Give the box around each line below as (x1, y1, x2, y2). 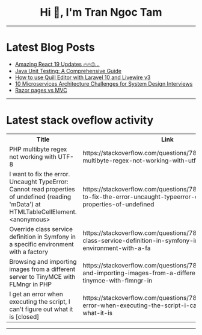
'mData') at (9, 200, 41, 208)
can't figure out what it (9, 305, 73, 313)
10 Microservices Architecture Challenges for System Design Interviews (14, 80, 193, 87)
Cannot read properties (9, 185, 75, 193)
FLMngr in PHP (9, 280, 52, 289)
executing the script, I (9, 297, 70, 305)
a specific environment (9, 240, 74, 248)
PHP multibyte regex (9, 145, 67, 153)
